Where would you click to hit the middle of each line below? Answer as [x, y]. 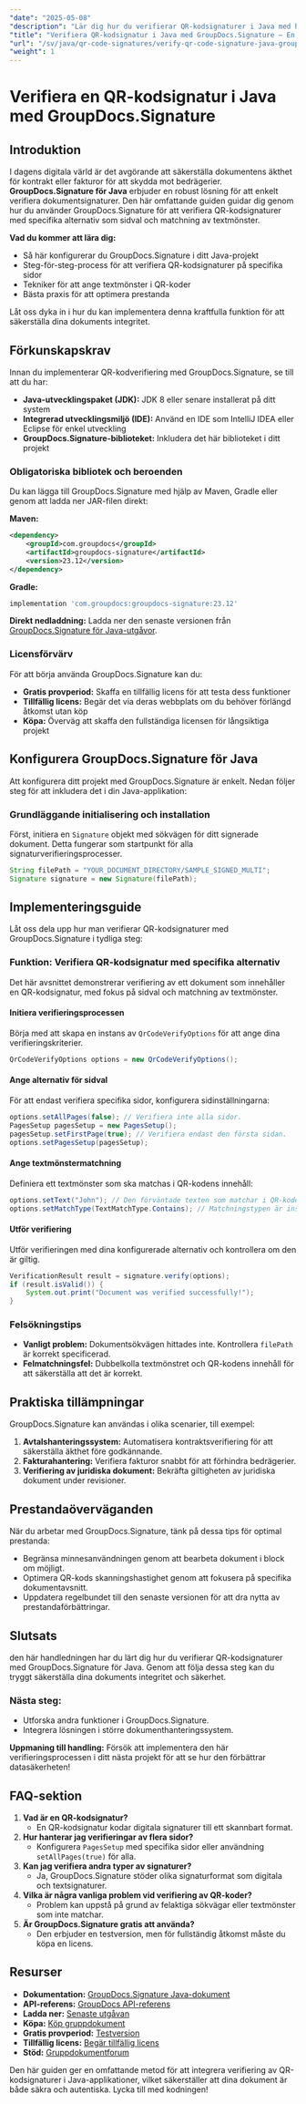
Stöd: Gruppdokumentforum [76, 2052]
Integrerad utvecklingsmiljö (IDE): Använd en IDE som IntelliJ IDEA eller [158, 418]
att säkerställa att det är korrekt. [82, 1374]
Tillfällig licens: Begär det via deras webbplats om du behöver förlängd [157, 701]
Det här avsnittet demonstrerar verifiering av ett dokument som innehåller [147, 982]
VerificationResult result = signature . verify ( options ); [120, 1276]
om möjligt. [44, 1568]
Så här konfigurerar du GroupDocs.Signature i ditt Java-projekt [141, 255]
